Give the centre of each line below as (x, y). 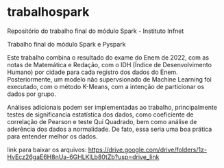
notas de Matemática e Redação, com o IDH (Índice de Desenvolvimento (110, 64)
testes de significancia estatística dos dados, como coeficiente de (100, 115)
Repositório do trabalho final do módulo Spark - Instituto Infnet (96, 31)
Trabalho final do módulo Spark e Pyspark (66, 44)
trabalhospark (48, 12)
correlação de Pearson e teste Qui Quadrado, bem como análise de (102, 121)
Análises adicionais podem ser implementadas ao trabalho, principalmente (112, 107)
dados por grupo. (32, 94)
